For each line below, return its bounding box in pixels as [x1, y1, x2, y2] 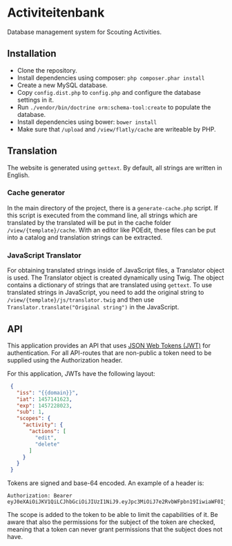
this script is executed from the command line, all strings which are [7, 211, 198, 219]
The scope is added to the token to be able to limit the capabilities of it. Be [7, 511, 219, 519]
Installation [7, 48, 57, 60]
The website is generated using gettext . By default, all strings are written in [7, 163, 222, 172]
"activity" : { [22, 421, 64, 428]
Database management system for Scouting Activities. [7, 28, 162, 36]
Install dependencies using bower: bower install [17, 118, 157, 126]
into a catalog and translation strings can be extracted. [7, 233, 163, 242]
